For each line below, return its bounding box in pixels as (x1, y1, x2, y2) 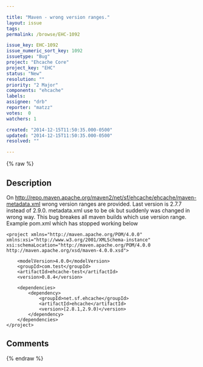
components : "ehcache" (6, 88, 64, 94)
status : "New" (6, 71, 43, 77)
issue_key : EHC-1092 (6, 42, 59, 49)
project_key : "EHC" (6, 65, 56, 71)
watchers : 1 (6, 116, 36, 122)
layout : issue (6, 19, 43, 26)
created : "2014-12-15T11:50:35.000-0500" (6, 127, 113, 133)
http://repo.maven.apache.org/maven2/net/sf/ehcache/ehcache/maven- (15, 194, 197, 201)
